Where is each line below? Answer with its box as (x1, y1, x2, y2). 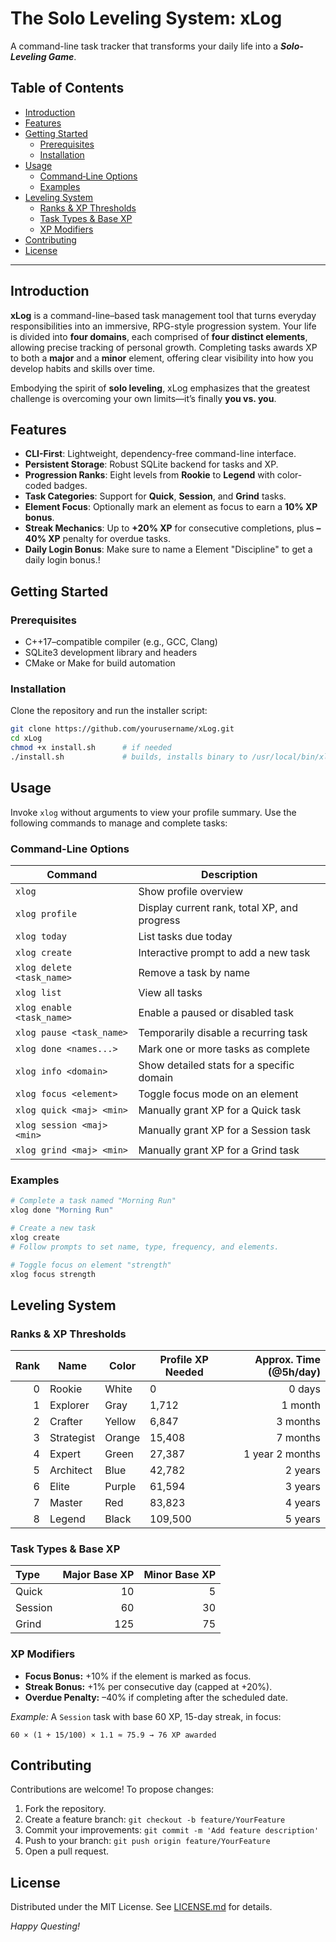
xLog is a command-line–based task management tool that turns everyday (10, 309, 317, 321)
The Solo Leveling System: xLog (10, 7, 283, 30)
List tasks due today (138, 929, 233, 943)
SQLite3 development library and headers (24, 647, 198, 659)
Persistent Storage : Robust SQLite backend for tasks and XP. (24, 458, 279, 471)
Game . (48, 50, 77, 62)
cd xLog (10, 733, 43, 744)
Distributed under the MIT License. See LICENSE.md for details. (10, 1901, 273, 1913)
